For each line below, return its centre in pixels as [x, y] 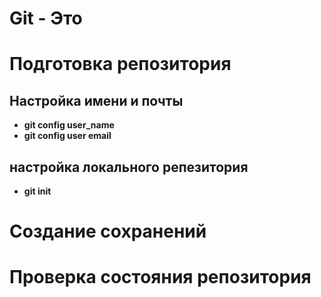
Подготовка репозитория [120, 64]
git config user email [67, 136]
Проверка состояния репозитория [160, 277]
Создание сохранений [108, 231]
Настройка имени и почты [96, 100]
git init [37, 191]
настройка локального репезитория [129, 167]
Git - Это [46, 18]
